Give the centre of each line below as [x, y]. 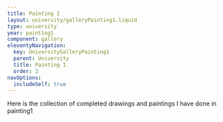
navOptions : [24, 78]
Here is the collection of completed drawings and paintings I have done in [112, 103]
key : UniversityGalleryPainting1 [61, 52]
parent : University [41, 59]
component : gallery [35, 39]
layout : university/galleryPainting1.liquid [72, 20]
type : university [32, 26]
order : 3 [26, 71]
